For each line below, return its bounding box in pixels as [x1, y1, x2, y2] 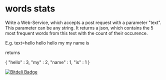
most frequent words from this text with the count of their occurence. [5, 30, 148, 36]
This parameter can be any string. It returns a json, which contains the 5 [5, 24, 153, 30]
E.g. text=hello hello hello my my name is [5, 39, 89, 45]
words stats [5, 3, 55, 14]
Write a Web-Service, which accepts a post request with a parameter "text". [5, 19, 161, 25]
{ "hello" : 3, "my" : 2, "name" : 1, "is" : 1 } [5, 59, 90, 65]
